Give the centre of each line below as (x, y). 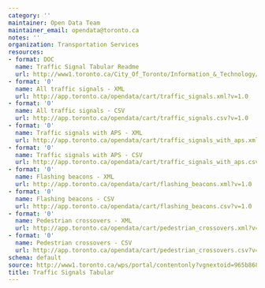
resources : (26, 52)
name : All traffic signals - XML (70, 89)
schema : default (35, 257)
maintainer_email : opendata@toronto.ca (74, 30)
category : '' (30, 15)
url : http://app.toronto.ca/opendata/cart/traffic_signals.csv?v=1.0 (132, 118)
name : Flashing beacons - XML (65, 177)
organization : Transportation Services (74, 45)
